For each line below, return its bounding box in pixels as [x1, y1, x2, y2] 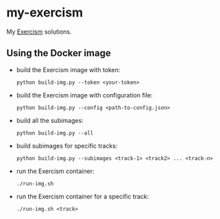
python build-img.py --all [16, 129, 94, 137]
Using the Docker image [6, 47, 111, 59]
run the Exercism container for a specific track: [16, 192, 149, 200]
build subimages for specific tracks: [16, 141, 118, 150]
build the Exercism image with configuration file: [16, 91, 153, 99]
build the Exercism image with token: [16, 65, 121, 73]
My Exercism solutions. [6, 27, 72, 36]
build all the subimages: [16, 116, 84, 124]
